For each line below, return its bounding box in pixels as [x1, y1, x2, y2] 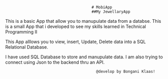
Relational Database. [5, 44, 48, 50]
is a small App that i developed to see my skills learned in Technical [5, 23, 146, 29]
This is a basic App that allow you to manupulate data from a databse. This [5, 18, 161, 24]
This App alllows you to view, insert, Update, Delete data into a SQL [5, 38, 146, 45]
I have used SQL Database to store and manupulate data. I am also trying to [5, 54, 163, 60]
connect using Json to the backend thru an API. [5, 59, 105, 65]
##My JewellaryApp [91, 9, 130, 14]
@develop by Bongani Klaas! [96, 69, 156, 74]
